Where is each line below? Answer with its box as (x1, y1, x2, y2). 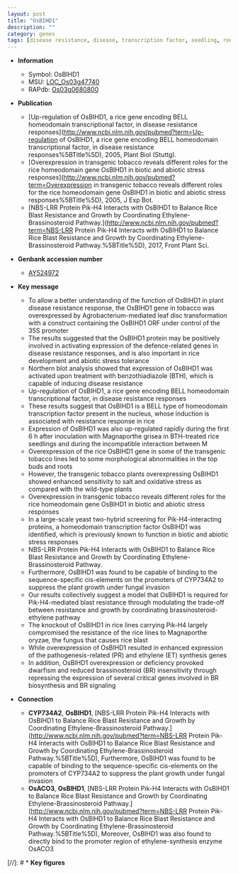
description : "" (7, 23, 55, 31)
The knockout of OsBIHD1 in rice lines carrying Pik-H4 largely (28, 621, 208, 630)
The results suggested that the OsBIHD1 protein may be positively (28, 334, 220, 342)
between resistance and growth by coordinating (28, 605, 169, 615)
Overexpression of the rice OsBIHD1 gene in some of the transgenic (28, 447, 226, 455)
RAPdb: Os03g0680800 (28, 85, 99, 94)
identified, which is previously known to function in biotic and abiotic (28, 530, 229, 539)
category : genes (7, 30, 55, 38)
